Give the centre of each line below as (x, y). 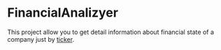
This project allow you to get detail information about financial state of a (111, 32)
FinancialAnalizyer (63, 13)
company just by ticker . (41, 39)
